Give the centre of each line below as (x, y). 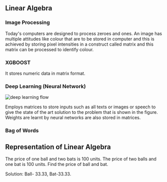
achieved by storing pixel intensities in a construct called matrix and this (79, 44)
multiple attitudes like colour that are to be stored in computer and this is (80, 39)
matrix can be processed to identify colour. (49, 49)
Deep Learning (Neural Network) (45, 86)
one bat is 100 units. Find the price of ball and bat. (57, 164)
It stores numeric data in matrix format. (45, 73)
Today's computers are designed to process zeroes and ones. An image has (84, 33)
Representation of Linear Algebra (58, 147)
